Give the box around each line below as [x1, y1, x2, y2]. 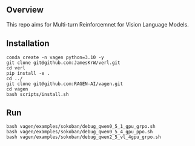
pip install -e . [6, 70, 50, 76]
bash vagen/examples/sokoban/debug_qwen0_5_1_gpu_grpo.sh [6, 124, 156, 130]
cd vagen [6, 86, 28, 92]
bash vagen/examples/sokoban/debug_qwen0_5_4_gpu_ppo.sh [6, 129, 153, 135]
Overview [6, 5, 44, 15]
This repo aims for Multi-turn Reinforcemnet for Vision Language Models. [6, 21, 189, 28]
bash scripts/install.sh [6, 91, 69, 97]
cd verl [6, 65, 26, 71]
